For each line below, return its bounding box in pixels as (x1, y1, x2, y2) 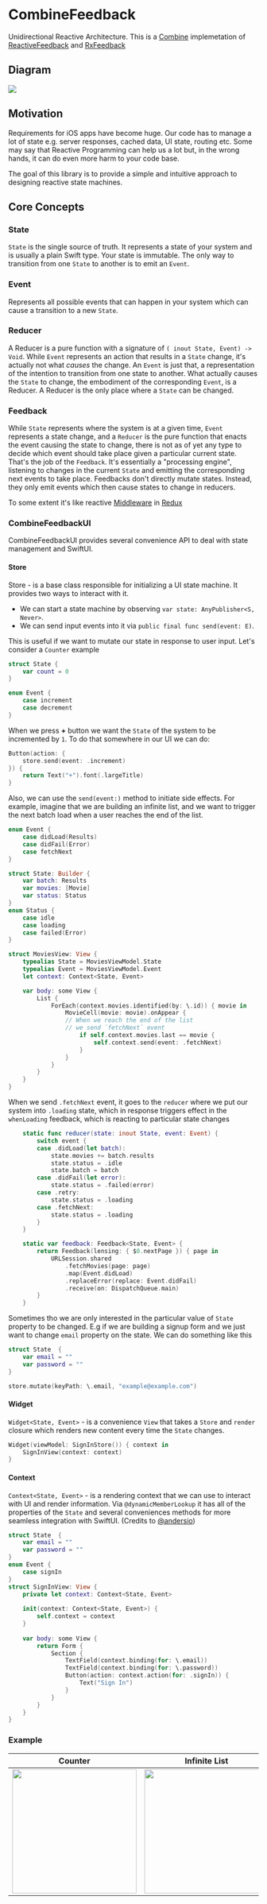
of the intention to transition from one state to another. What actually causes (8, 368, 258, 378)
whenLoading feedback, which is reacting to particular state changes (8, 1114, 230, 1124)
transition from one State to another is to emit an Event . (8, 259, 189, 269)
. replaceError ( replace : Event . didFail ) (64, 1277, 197, 1285)
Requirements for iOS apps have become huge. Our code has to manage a (8, 128, 252, 137)
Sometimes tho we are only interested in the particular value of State (8, 1314, 234, 1323)
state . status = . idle (50, 1159, 123, 1167)
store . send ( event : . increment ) (22, 757, 126, 764)
